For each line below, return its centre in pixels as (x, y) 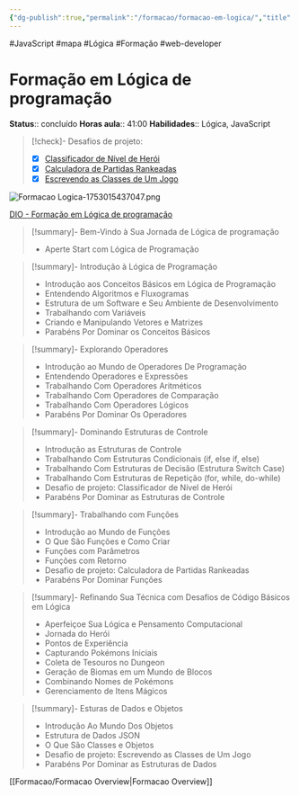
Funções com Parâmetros (92, 550)
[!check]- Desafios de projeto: (87, 141)
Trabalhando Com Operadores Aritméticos (123, 385)
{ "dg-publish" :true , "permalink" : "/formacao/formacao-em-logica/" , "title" (150, 18)
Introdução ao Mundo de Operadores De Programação (145, 366)
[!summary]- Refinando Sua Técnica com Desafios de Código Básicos (160, 597)
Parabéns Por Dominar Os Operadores (115, 414)
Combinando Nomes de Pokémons (109, 681)
